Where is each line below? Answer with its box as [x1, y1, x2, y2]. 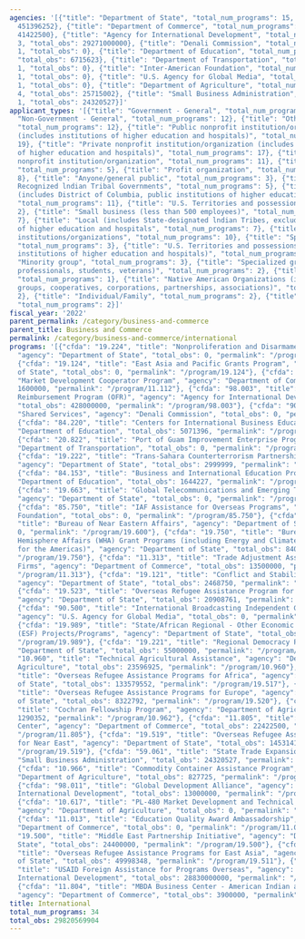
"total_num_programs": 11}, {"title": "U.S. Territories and [17, 199, 254, 209]
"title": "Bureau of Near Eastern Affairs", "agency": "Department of [17, 519, 290, 529]
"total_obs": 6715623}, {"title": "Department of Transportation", [17, 55, 279, 64]
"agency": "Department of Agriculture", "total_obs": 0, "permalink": [17, 807, 290, 816]
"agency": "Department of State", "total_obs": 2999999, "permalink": [17, 460, 290, 470]
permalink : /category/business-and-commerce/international [9, 334, 238, 343]
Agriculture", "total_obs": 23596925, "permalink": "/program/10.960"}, [17, 663, 299, 672]
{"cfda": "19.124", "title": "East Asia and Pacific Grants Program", [17, 359, 290, 368]
